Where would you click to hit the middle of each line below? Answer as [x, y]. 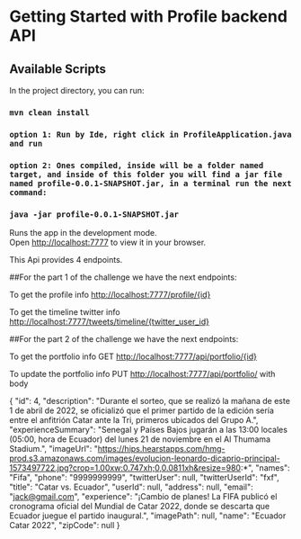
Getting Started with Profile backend [148, 17]
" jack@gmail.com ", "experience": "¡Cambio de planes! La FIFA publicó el [143, 497]
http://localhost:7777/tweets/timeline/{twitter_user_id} [109, 322]
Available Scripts [58, 69]
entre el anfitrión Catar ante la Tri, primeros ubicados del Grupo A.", [134, 420]
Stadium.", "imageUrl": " [54, 449]
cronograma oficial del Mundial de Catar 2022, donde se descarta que [140, 507]
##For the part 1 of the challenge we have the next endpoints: [123, 277]
